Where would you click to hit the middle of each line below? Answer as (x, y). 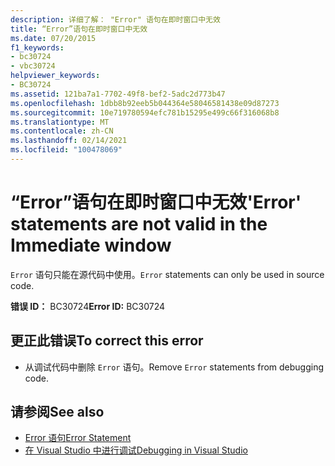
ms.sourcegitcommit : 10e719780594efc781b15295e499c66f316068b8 (145, 112)
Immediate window (91, 245)
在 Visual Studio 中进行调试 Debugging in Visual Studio (136, 450)
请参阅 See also (57, 412)
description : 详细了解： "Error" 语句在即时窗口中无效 (115, 19)
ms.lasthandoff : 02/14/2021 (69, 141)
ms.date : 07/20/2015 (53, 38)
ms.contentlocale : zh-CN (62, 131)
